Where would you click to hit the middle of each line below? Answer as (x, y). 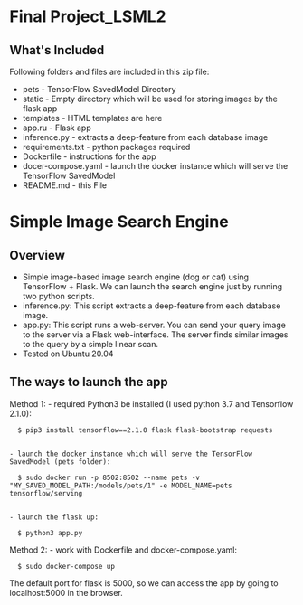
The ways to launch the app (89, 382)
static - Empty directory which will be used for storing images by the (150, 99)
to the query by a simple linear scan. (90, 344)
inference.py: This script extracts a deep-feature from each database (151, 306)
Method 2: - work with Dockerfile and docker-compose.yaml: (123, 550)
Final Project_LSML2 (88, 17)
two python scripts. (58, 296)
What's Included (57, 50)
